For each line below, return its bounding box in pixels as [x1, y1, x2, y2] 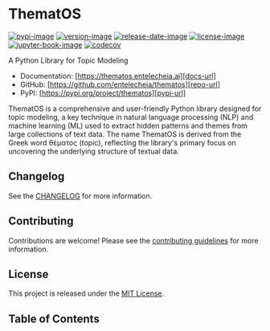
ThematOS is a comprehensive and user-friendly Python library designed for [8, 104, 262, 113]
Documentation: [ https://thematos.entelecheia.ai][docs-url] [19, 71, 217, 80]
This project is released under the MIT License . [8, 288, 165, 298]
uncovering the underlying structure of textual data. [8, 146, 179, 156]
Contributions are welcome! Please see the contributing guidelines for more [8, 235, 259, 245]
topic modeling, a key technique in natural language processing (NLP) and [8, 112, 254, 121]
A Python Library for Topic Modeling [8, 55, 129, 65]
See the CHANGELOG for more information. [8, 190, 153, 201]
